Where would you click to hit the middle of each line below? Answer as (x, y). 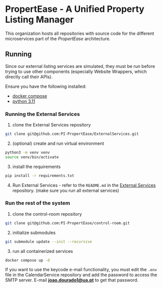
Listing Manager (40, 20)
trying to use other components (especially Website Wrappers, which (76, 71)
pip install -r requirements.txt (40, 175)
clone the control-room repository (47, 214)
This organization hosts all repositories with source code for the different (80, 33)
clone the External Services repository (51, 125)
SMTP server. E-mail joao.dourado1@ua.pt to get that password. (72, 280)
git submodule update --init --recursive (49, 241)
